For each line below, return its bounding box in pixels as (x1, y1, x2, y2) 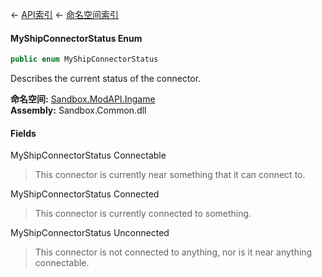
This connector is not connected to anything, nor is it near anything (34, 246, 313, 258)
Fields (10, 127, 37, 139)
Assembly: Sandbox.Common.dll (10, 104, 147, 117)
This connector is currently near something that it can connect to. (34, 169, 306, 181)
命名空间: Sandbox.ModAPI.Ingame (10, 93, 156, 105)
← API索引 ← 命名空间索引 (10, 9, 119, 20)
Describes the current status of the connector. (10, 73, 202, 85)
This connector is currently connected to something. (34, 208, 252, 220)
